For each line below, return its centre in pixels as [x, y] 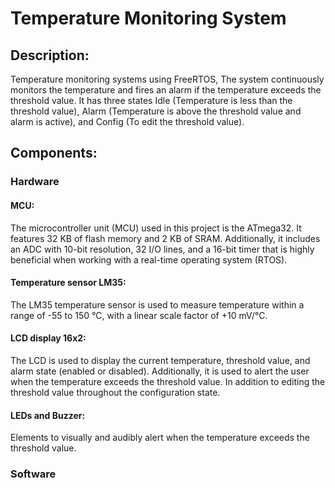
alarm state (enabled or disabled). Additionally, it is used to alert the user [160, 371]
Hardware [35, 182]
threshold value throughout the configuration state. [115, 392]
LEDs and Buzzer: [48, 415]
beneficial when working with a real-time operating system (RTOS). [149, 259]
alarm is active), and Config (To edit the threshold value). [127, 121]
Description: [50, 55]
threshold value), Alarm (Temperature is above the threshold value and [156, 111]
